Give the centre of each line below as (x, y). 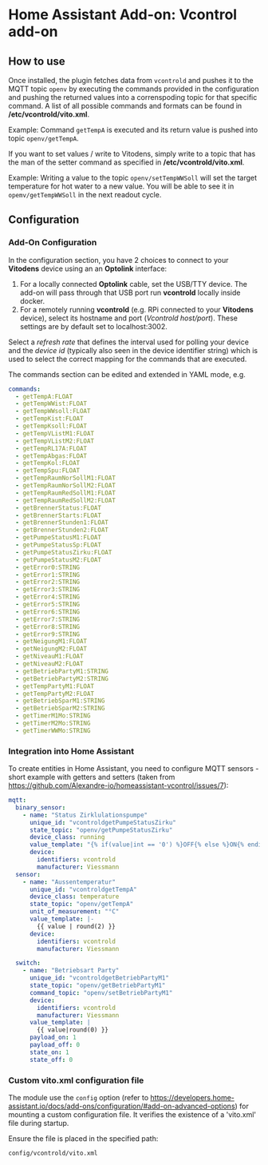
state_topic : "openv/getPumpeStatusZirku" (101, 830)
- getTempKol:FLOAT (48, 463)
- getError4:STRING (48, 597)
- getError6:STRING (48, 612)
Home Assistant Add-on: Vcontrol (123, 15)
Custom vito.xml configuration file (76, 1080)
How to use (37, 61)
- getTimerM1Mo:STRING (53, 716)
